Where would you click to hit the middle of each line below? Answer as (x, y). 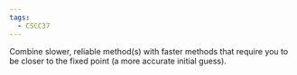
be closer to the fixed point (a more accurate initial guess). (118, 61)
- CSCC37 (34, 26)
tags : (19, 17)
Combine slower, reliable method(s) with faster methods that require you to (149, 51)
